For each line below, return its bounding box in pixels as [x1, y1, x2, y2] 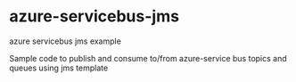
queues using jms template [9, 62, 109, 73]
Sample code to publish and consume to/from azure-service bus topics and [9, 53, 287, 63]
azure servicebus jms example [9, 36, 122, 46]
